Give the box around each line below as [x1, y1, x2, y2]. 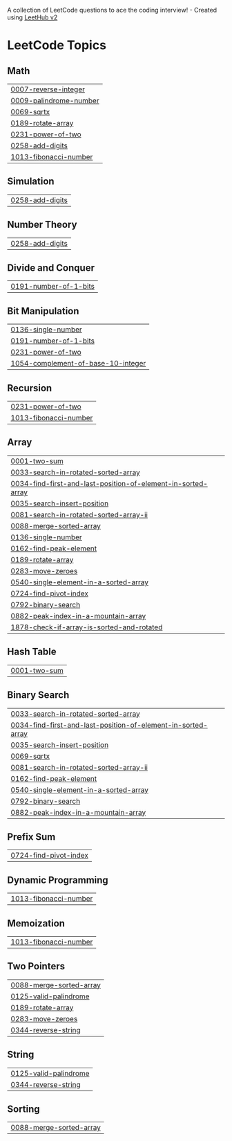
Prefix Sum [7, 831, 56, 843]
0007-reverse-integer [10, 84, 85, 94]
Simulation [7, 176, 55, 188]
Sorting [7, 1103, 40, 1115]
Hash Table [7, 646, 57, 658]
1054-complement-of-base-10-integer [10, 359, 146, 368]
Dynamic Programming [7, 874, 108, 886]
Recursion [7, 382, 52, 394]
